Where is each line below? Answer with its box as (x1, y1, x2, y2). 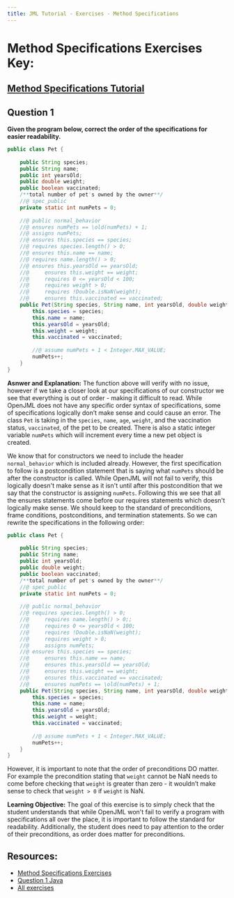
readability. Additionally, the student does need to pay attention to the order (7, 823, 224, 831)
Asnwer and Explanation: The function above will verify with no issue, (7, 379, 210, 387)
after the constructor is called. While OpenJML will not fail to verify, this (7, 473, 212, 482)
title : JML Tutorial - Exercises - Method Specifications (7, 10, 179, 17)
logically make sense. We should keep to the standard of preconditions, (7, 503, 212, 512)
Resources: (7, 850, 58, 862)
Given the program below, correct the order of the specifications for (7, 125, 208, 133)
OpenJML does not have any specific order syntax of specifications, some (7, 401, 221, 409)
